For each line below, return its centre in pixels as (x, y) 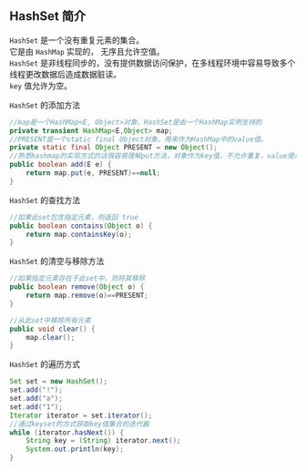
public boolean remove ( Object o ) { (77, 287)
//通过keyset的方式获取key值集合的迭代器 (80, 424)
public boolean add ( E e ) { (61, 165)
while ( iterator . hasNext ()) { (67, 432)
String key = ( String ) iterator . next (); (103, 441)
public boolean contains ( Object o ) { (81, 226)
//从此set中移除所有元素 (50, 320)
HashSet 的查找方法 (45, 200)
